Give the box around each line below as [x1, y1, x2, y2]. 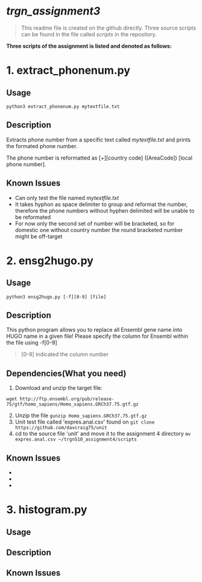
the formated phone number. [6, 142, 78, 149]
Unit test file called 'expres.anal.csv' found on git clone [14, 418, 155, 425]
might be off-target [14, 233, 63, 240]
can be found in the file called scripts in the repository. [21, 30, 157, 37]
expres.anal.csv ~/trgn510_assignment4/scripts [14, 436, 137, 442]
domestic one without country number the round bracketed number [14, 226, 183, 233]
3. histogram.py [6, 503, 87, 517]
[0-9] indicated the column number [21, 351, 109, 358]
